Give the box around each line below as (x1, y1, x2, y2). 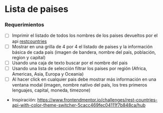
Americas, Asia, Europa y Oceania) (11, 71, 84, 77)
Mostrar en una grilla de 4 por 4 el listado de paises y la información (11, 43, 153, 49)
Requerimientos (4, 21, 44, 28)
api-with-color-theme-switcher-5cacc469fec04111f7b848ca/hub (11, 102, 146, 108)
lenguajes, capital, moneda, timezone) (11, 87, 91, 93)
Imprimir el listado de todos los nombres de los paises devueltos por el (11, 32, 158, 38)
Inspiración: (11, 97, 36, 103)
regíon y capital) (11, 54, 46, 60)
